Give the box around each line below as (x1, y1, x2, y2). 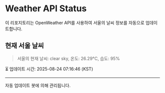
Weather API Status (5, 3, 87, 14)
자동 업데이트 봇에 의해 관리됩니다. (5, 82, 71, 88)
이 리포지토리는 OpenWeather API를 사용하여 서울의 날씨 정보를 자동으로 (5, 20, 145, 25)
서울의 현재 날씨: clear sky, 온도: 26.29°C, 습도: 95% (17, 55, 120, 61)
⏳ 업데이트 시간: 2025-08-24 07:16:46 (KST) (5, 66, 93, 71)
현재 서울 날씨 (5, 42, 44, 50)
